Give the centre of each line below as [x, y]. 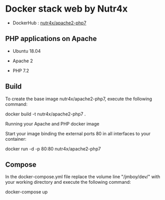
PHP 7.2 [21, 70]
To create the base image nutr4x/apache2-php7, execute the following [79, 99]
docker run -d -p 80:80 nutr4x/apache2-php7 [53, 149]
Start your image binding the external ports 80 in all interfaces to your [78, 133]
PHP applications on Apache [51, 39]
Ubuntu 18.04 [27, 51]
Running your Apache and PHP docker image [52, 124]
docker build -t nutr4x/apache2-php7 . [46, 114]
